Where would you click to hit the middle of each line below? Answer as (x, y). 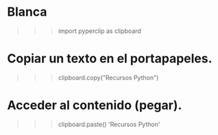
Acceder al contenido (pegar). (95, 105)
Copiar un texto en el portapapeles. (110, 59)
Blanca (27, 12)
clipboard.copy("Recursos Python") (108, 77)
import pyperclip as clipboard (100, 31)
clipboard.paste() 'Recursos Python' (109, 124)
